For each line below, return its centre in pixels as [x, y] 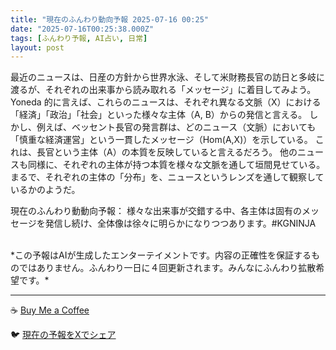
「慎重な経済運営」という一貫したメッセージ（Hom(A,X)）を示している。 [161, 140]
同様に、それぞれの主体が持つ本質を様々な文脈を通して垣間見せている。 [176, 165]
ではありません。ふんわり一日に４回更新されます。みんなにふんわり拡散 [167, 268]
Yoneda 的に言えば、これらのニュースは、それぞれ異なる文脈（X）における [166, 102]
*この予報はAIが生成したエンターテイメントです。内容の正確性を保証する [161, 255]
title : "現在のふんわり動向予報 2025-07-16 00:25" [109, 19]
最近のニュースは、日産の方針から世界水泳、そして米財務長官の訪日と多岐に [167, 77]
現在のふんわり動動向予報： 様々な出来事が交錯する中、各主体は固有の [156, 211]
